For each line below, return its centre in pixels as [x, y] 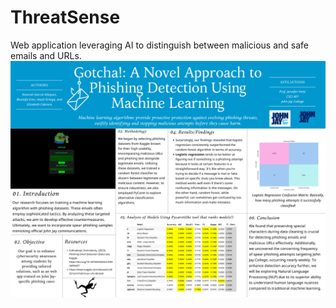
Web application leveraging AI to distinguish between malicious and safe [160, 45]
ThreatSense [65, 17]
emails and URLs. [46, 55]
